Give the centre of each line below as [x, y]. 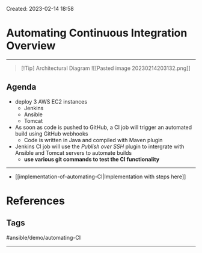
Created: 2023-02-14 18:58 [40, 9]
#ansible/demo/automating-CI [44, 237]
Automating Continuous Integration [97, 33]
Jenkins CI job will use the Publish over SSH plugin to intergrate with [99, 146]
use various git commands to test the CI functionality [92, 159]
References [35, 201]
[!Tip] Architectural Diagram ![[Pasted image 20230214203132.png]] [106, 68]
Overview [31, 46]
